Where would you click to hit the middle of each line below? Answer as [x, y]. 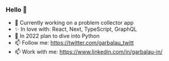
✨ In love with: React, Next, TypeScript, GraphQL [76, 29]
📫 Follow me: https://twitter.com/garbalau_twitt [74, 43]
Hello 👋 [16, 10]
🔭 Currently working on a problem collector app [74, 23]
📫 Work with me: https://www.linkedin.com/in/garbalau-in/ [88, 52]
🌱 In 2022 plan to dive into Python [57, 36]
